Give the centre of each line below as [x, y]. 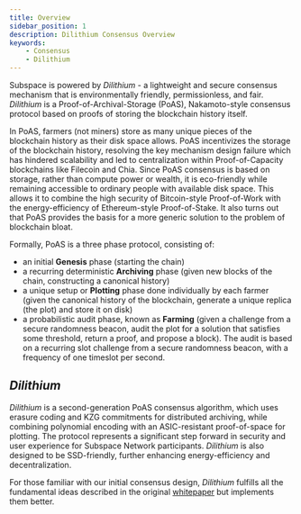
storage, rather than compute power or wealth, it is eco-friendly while [138, 179]
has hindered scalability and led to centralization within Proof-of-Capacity [146, 160]
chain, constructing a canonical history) [96, 281]
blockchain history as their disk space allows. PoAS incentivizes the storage [150, 141]
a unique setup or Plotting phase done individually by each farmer [146, 290]
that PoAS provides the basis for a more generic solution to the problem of [147, 217]
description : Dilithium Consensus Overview [92, 34]
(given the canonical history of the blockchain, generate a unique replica [157, 300]
